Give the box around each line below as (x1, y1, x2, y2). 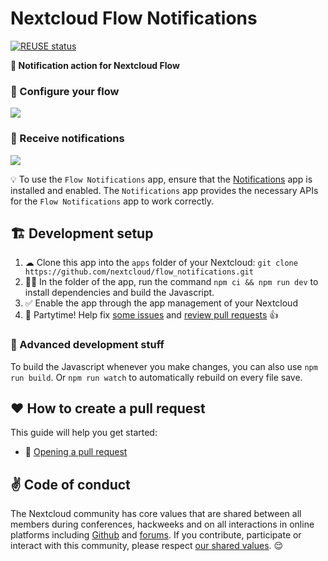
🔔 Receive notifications (10, 132, 125, 146)
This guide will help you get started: (10, 427, 158, 439)
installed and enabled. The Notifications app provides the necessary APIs (10, 184, 319, 196)
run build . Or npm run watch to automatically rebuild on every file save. (10, 371, 303, 383)
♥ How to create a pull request (10, 400, 206, 417)
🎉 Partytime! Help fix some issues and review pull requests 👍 (24, 309, 279, 321)
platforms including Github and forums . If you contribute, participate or (10, 529, 302, 541)
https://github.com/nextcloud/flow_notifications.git (24, 267, 254, 277)
